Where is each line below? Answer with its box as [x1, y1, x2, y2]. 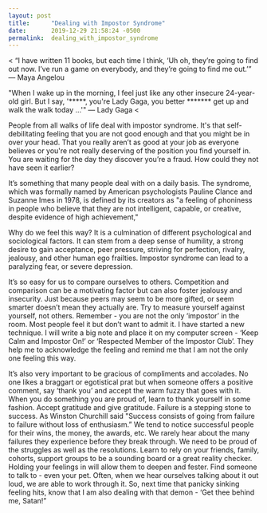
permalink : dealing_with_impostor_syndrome [8, 34, 159, 42]
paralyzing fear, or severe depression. [8, 262, 133, 271]
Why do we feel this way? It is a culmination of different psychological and [8, 228, 253, 238]
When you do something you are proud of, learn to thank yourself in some [8, 394, 251, 404]
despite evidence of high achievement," [8, 212, 139, 222]
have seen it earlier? [8, 163, 75, 172]
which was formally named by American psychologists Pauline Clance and [8, 187, 253, 196]
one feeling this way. [8, 353, 77, 363]
